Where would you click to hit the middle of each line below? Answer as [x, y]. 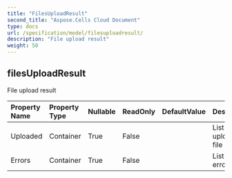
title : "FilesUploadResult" [48, 13]
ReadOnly [139, 111]
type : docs [23, 26]
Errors [21, 160]
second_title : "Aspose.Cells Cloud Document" [74, 20]
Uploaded [27, 136]
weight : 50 [23, 46]
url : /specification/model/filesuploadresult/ [75, 33]
